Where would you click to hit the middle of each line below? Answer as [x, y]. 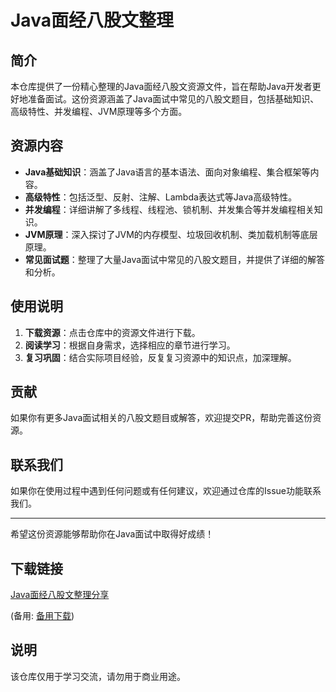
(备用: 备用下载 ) [42, 616]
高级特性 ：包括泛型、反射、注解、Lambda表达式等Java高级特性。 [161, 197]
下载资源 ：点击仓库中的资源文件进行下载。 [112, 332]
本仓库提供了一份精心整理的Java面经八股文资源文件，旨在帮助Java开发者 [161, 86]
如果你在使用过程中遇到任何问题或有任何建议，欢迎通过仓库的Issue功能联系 [166, 491]
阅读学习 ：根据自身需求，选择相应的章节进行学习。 [130, 345]
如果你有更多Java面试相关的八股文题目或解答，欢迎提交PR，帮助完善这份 [161, 418]
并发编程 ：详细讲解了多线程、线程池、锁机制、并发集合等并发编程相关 [169, 209]
